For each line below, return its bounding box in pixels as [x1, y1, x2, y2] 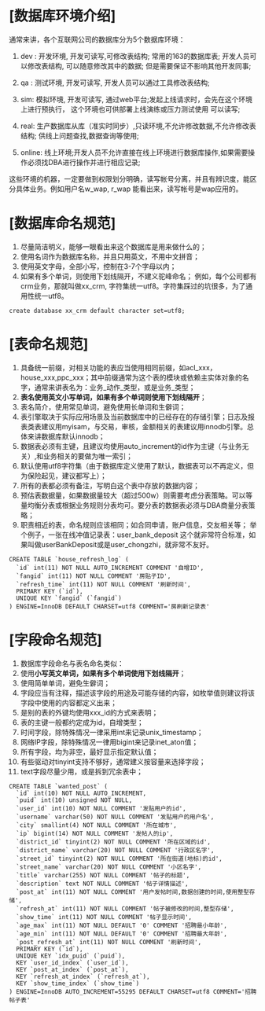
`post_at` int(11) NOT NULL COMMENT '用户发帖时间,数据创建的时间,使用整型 [16, 888, 250, 896]
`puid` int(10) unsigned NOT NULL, [16, 796, 133, 804]
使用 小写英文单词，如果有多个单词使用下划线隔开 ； [20, 668, 186, 678]
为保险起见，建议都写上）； [20, 471, 107, 480]
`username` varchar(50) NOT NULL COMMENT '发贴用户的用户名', [16, 813, 215, 821]
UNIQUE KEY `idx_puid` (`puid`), [16, 952, 126, 960]
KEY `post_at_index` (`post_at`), [16, 965, 129, 973]
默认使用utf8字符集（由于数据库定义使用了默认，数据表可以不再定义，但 [20, 461, 255, 470]
